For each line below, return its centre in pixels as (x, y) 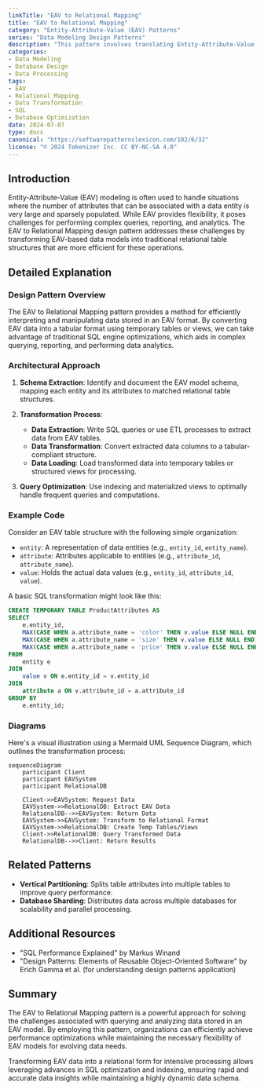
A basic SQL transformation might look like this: (85, 596)
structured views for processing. (84, 471)
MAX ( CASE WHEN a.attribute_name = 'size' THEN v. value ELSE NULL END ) (140, 640)
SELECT (19, 618)
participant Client (54, 773)
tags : (17, 81)
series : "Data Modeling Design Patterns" (77, 37)
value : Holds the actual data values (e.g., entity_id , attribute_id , (126, 572)
